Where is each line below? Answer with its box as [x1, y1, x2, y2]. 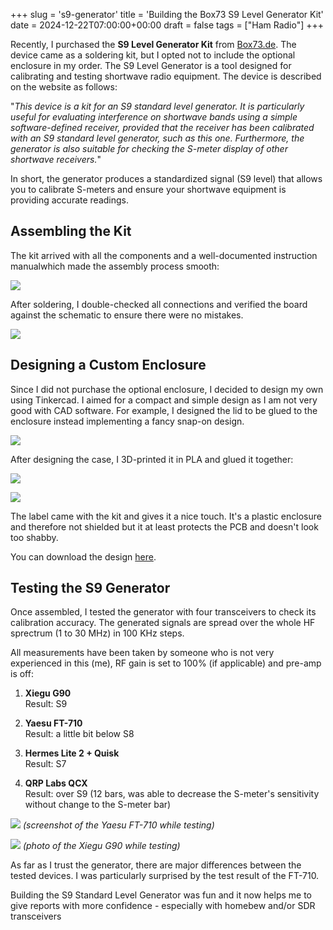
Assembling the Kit [10, 223, 132, 240]
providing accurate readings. [10, 194, 129, 206]
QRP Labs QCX [24, 777, 88, 789]
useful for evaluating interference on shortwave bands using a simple [10, 111, 298, 123]
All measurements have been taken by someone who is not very [10, 647, 275, 659]
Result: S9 [24, 698, 68, 710]
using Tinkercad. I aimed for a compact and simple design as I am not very [10, 394, 318, 406]
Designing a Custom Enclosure [10, 357, 207, 374]
